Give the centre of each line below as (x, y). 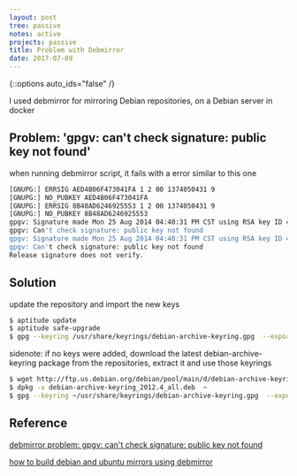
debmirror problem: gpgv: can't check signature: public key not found (136, 444)
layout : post (33, 17)
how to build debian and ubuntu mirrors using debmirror (111, 462)
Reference (38, 423)
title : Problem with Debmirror (67, 50)
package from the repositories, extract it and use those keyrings (155, 363)
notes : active (35, 34)
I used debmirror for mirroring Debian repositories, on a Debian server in (141, 101)
